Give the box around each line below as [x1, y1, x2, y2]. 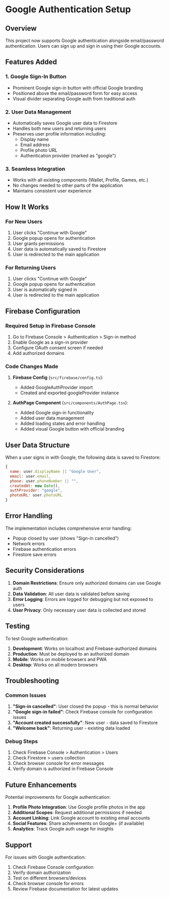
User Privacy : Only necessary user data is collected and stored [12, 607, 146, 613]
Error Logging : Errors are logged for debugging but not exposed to [12, 596, 154, 602]
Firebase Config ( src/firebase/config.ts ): [12, 374, 103, 380]
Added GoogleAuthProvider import [20, 385, 93, 391]
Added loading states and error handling [20, 420, 105, 427]
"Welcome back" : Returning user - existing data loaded [12, 725, 131, 731]
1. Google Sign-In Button [5, 73, 67, 80]
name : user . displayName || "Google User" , [10, 469, 101, 474]
